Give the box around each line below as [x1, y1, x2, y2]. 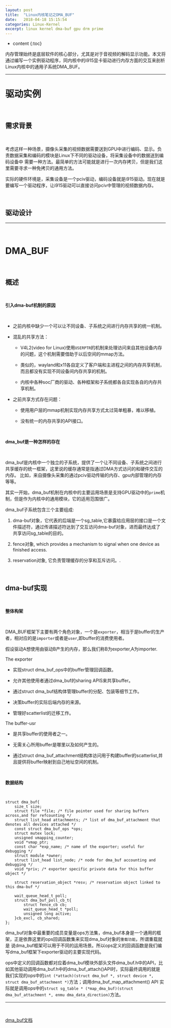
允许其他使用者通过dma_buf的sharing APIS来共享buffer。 [12, 678, 133, 684]
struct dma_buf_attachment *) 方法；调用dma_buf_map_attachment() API [5, 979, 159, 985]
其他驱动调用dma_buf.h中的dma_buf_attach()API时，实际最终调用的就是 [9, 966, 160, 972]
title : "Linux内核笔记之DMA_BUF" [5, 12, 75, 17]
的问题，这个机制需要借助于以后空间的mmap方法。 [20, 351, 127, 357]
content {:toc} [12, 40, 42, 46]
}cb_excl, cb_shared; [14, 916, 60, 921]
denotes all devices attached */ [5, 822, 76, 827]
